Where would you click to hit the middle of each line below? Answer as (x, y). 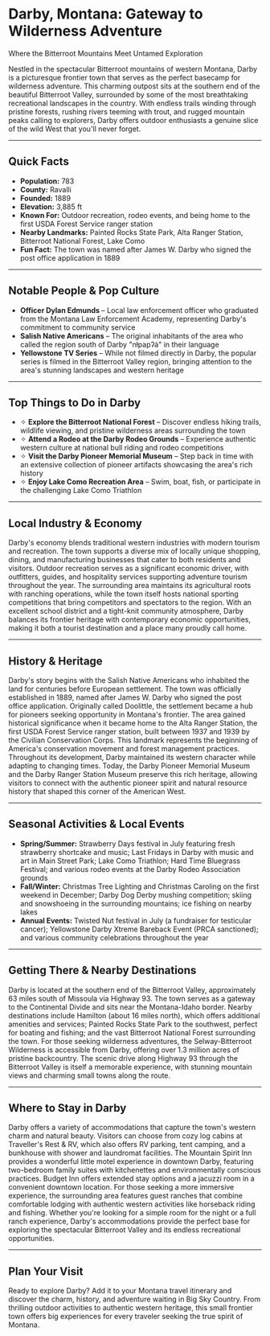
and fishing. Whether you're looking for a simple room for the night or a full (132, 1213)
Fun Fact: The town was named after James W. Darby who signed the (135, 249)
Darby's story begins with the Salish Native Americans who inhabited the (129, 680)
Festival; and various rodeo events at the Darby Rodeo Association (130, 869)
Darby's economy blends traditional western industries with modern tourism (134, 543)
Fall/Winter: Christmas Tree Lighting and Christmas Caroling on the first (139, 886)
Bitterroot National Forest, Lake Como (82, 240)
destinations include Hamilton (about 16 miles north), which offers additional (134, 1015)
